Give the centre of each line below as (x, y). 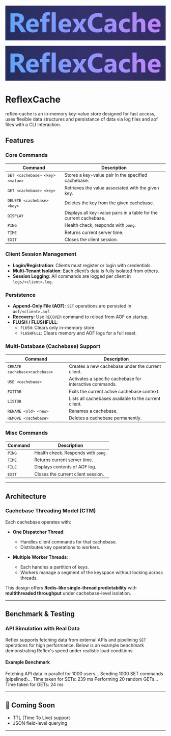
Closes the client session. (91, 239)
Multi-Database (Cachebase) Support (53, 346)
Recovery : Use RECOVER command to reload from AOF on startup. (81, 317)
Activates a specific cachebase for (105, 379)
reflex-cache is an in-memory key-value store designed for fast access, (80, 114)
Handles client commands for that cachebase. (68, 541)
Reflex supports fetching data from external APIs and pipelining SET (76, 639)
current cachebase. (85, 218)
